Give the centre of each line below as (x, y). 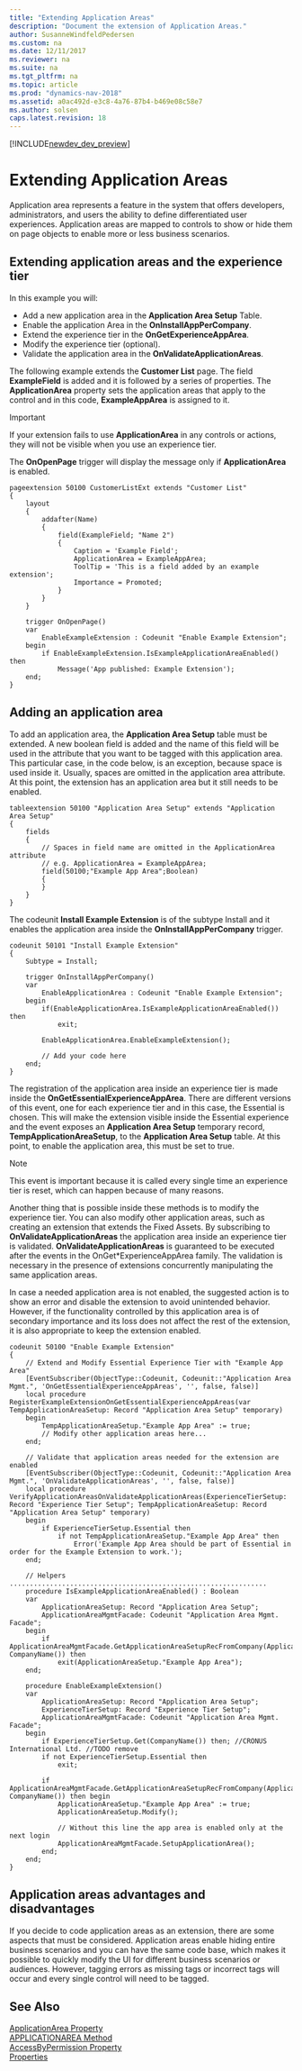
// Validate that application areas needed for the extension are (152, 1457)
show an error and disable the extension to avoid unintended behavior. (140, 1302)
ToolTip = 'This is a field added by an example (166, 567)
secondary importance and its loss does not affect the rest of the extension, (150, 1321)
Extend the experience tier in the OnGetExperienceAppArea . (136, 334)
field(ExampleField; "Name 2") (116, 535)
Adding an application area (86, 713)
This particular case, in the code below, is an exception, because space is (146, 763)
